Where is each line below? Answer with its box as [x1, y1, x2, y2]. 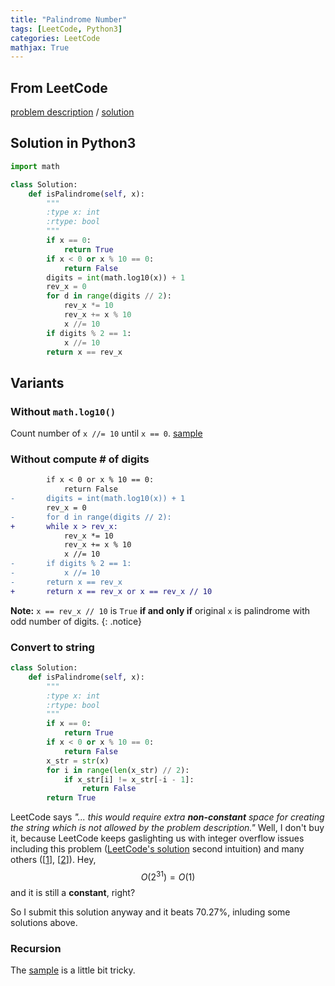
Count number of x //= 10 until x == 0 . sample [10, 427, 203, 440]
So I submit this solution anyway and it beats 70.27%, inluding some [10, 906, 291, 918]
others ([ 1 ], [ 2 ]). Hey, [10, 854, 97, 866]
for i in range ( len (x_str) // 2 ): [46, 765, 190, 775]
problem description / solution [10, 106, 135, 118]
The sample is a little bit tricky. [10, 964, 136, 976]
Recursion [10, 941, 62, 955]
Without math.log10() [10, 404, 117, 418]
